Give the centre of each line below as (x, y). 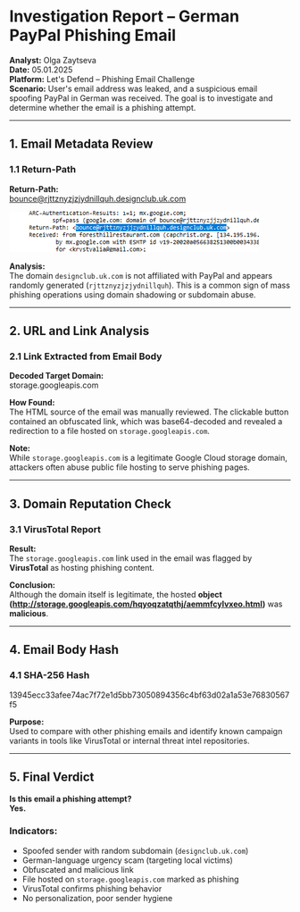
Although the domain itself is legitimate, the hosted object (116, 594)
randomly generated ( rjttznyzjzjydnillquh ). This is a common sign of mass (150, 285)
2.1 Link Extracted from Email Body (86, 356)
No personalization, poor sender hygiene (97, 898)
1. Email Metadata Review (81, 144)
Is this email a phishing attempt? (71, 799)
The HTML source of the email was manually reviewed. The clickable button (149, 412)
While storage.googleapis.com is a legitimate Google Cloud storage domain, (149, 458)
